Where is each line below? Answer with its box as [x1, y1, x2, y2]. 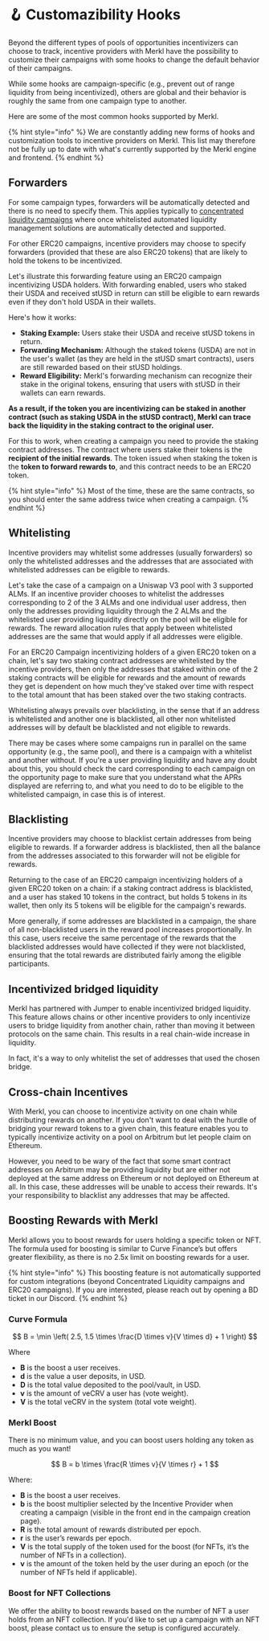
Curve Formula [8, 1313, 68, 1324]
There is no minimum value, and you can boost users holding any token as [8, 1435, 255, 1445]
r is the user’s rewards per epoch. [19, 1533, 132, 1543]
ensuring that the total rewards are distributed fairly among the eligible [8, 950, 242, 960]
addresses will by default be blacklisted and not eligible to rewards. [8, 722, 231, 732]
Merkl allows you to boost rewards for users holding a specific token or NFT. [8, 1235, 262, 1245]
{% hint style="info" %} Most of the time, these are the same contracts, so [8, 486, 255, 495]
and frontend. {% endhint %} [8, 153, 104, 162]
